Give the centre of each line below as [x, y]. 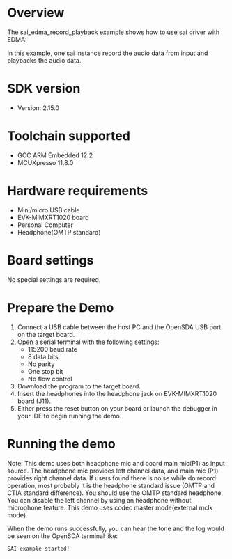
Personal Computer [45, 225]
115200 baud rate [53, 349]
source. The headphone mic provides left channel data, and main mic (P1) [113, 471]
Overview [36, 13]
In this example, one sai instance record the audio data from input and [108, 53]
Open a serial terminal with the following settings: [88, 342]
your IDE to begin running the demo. [69, 416]
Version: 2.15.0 [38, 108]
